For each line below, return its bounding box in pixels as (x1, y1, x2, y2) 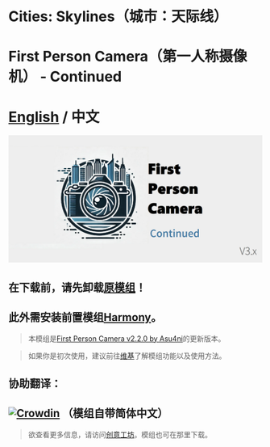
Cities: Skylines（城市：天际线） (8, 7, 228, 26)
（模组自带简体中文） (61, 407, 168, 420)
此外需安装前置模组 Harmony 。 (8, 310, 162, 324)
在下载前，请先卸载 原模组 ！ (8, 280, 147, 294)
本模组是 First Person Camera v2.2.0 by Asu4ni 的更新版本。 (27, 333, 226, 344)
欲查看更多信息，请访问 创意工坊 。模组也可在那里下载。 (27, 429, 212, 439)
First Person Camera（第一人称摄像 (8, 48, 247, 65)
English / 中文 (8, 108, 100, 126)
